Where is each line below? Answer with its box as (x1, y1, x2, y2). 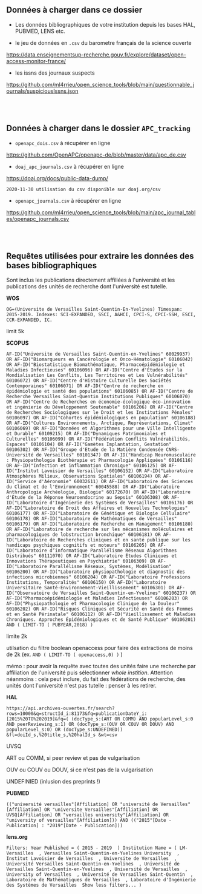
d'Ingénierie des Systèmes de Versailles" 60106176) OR (49, 500, 194, 506)
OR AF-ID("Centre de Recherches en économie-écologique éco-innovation (6, 399, 191, 405)
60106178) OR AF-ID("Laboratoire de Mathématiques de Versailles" (6, 516, 177, 522)
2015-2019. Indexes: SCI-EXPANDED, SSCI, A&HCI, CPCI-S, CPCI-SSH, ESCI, (6, 312, 197, 318)
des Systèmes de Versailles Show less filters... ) (6, 882, 142, 889)
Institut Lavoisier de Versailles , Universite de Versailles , (6, 856, 177, 862)
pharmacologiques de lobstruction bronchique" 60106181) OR (6, 532, 161, 538)
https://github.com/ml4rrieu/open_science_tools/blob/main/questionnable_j (6, 81, 195, 88)
